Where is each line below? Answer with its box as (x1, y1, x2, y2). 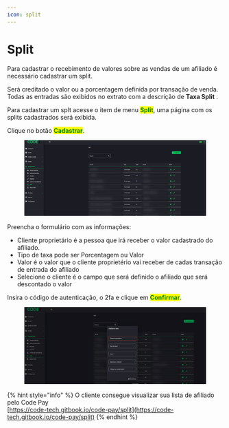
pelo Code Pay (7, 398, 49, 406)
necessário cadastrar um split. (7, 72, 93, 80)
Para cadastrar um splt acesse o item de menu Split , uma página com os (7, 105, 213, 114)
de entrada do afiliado (16, 265, 80, 273)
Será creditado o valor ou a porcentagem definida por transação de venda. (7, 85, 219, 93)
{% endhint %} (95, 413, 138, 421)
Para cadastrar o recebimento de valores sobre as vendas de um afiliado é (7, 64, 218, 72)
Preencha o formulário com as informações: (7, 222, 132, 231)
